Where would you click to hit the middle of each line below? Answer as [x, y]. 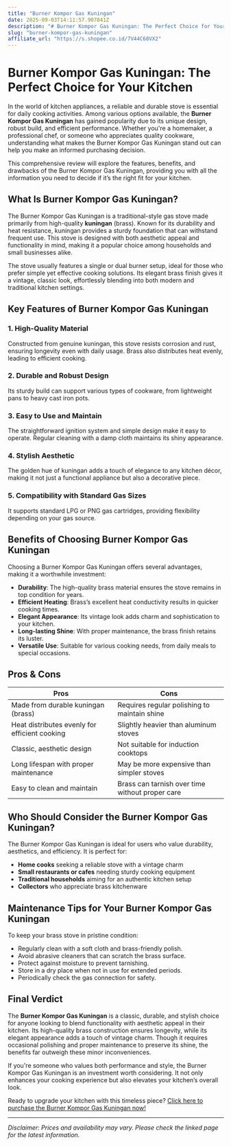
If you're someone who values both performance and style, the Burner [107, 1065]
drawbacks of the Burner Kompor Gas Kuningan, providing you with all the [113, 171]
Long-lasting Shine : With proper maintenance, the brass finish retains [117, 631]
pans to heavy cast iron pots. [49, 398]
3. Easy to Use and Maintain [55, 415]
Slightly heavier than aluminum [167, 725]
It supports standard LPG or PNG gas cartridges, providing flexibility [104, 511]
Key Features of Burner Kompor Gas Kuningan [108, 309]
